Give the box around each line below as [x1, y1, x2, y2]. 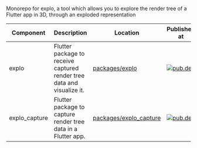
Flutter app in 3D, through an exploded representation [6, 11, 136, 18]
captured [53, 64, 79, 72]
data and [53, 79, 78, 87]
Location [114, 29, 140, 37]
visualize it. [53, 86, 85, 94]
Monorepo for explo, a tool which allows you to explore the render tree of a [6, 5, 187, 12]
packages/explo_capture [93, 114, 161, 122]
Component [11, 29, 46, 37]
